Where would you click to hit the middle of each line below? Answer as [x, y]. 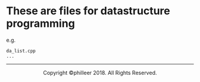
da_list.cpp [21, 51]
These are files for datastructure [88, 11]
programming [41, 23]
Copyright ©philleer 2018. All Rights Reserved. [100, 72]
